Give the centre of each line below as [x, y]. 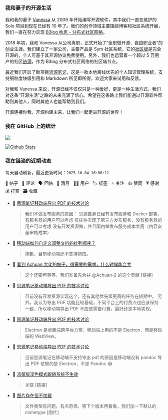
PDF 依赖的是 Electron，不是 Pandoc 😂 [72, 364]
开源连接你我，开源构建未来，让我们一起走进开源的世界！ [64, 112]
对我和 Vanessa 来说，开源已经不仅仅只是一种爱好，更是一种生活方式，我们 [83, 89]
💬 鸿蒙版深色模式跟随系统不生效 [45, 374]
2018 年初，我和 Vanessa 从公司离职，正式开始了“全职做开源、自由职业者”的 [84, 43]
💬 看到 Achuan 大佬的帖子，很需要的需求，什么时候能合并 [72, 264]
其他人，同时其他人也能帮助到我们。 [51, 101]
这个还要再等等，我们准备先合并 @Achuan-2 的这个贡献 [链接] [89, 275]
